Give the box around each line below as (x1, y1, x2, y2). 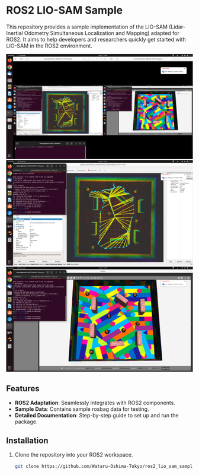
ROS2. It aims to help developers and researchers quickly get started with (6, 36, 187, 43)
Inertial (6, 29, 23, 36)
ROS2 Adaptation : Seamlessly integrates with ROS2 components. (14, 399, 176, 407)
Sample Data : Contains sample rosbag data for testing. (14, 406, 149, 413)
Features (6, 384, 40, 394)
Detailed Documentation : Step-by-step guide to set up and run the (14, 412, 179, 419)
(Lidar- (168, 23, 185, 30)
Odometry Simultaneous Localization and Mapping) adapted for (24, 29, 179, 36)
